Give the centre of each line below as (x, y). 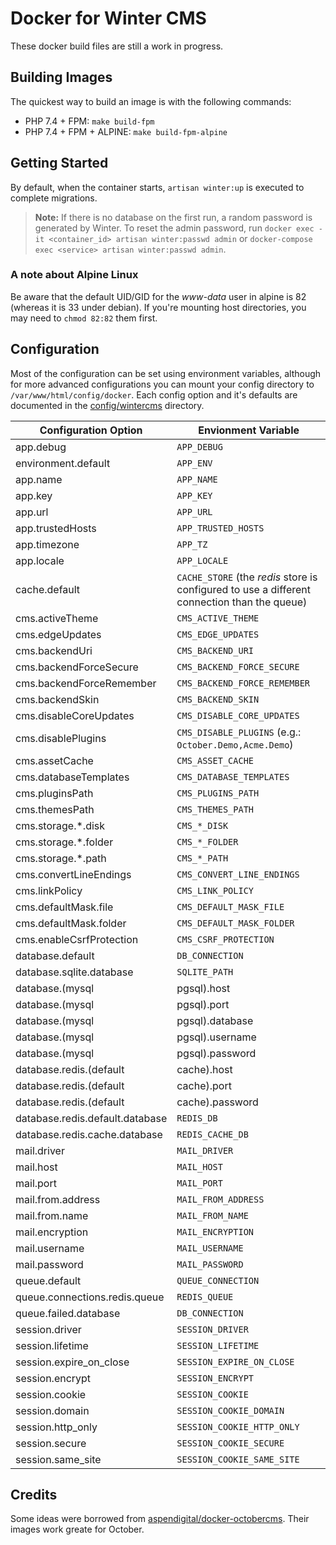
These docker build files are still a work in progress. (117, 46)
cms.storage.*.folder (64, 842)
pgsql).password (216, 1053)
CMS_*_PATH (202, 858)
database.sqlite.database (74, 972)
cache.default (48, 589)
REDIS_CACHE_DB (212, 1134)
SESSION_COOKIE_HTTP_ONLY (238, 1426)
